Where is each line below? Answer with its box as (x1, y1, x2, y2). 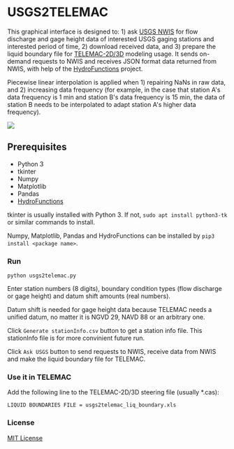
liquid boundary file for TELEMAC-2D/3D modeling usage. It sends (7, 50, 198, 58)
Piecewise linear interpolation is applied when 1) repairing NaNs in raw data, (7, 78, 226, 86)
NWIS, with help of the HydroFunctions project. (7, 64, 143, 73)
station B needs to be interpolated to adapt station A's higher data (7, 100, 197, 108)
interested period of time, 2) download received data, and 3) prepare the (7, 42, 217, 50)
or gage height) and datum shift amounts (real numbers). (7, 292, 171, 301)
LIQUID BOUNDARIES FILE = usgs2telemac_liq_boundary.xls (7, 401, 177, 409)
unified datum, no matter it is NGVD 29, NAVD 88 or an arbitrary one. (7, 313, 205, 322)
